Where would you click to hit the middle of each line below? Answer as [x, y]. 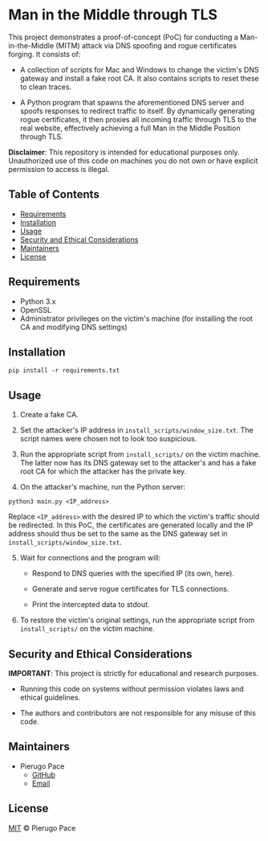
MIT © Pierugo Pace [42, 828]
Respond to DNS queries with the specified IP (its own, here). [133, 573]
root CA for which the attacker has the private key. [103, 471]
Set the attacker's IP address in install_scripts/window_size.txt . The [137, 430]
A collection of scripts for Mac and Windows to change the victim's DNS [139, 69]
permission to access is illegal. [59, 169]
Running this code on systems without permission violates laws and [132, 689]
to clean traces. [46, 87]
